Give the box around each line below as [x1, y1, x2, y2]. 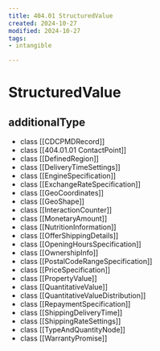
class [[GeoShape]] [19, 196, 84, 206]
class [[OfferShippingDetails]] [19, 231, 119, 241]
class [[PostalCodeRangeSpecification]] [19, 257, 153, 266]
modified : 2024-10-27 [8, 27, 81, 35]
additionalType [8, 115, 86, 129]
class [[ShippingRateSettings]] [19, 316, 121, 326]
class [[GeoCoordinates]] [19, 188, 105, 198]
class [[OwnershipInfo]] [19, 248, 99, 258]
